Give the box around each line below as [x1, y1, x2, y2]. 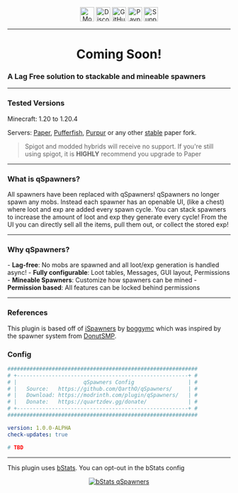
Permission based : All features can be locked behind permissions [7, 283, 200, 292]
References [7, 308, 48, 318]
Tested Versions [7, 98, 65, 108]
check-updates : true [7, 430, 69, 438]
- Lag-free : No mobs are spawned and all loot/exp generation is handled [7, 261, 220, 269]
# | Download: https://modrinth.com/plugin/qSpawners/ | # [7, 391, 198, 399]
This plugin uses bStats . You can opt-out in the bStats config [7, 463, 185, 472]
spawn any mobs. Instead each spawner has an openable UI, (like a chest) [7, 197, 225, 206]
